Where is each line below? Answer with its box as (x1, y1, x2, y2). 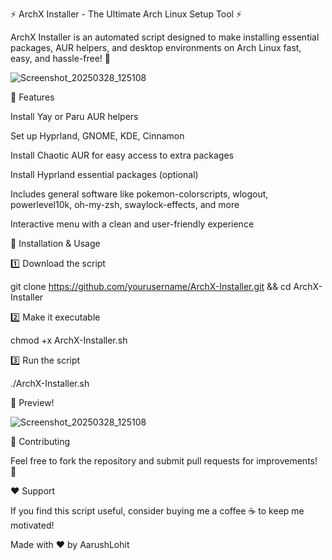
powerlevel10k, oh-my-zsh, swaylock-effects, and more (10, 199, 240, 210)
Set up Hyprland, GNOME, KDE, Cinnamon (10, 130, 185, 142)
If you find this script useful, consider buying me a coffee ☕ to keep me (10, 505, 305, 517)
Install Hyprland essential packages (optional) (10, 169, 199, 180)
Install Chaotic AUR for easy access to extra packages (10, 149, 234, 161)
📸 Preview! (10, 397, 55, 408)
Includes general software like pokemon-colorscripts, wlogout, (10, 188, 269, 200)
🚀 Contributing (10, 436, 71, 447)
